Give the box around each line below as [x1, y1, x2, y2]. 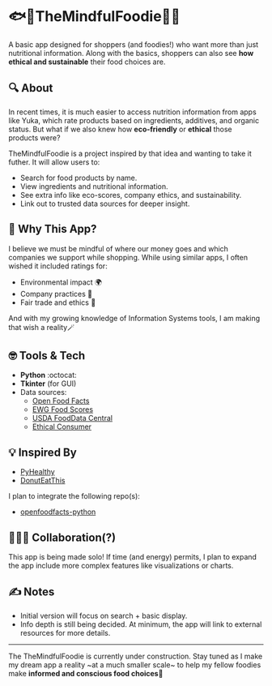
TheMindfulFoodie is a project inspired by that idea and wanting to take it [8, 148, 253, 158]
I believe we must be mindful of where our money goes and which [8, 243, 229, 253]
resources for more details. [19, 628, 111, 637]
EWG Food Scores [32, 405, 94, 414]
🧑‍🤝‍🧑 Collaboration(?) [8, 530, 116, 544]
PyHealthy [19, 467, 55, 477]
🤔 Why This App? [8, 222, 97, 236]
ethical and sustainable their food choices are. [8, 57, 166, 66]
